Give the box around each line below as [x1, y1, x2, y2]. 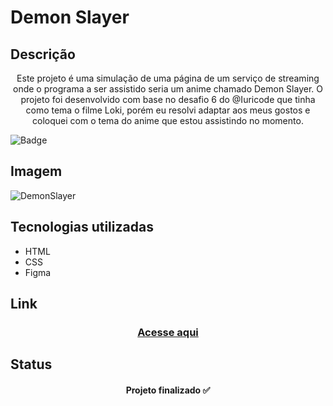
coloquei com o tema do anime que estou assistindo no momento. [32, 115, 304, 126]
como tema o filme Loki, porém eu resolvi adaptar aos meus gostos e [25, 104, 311, 116]
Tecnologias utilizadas [10, 219, 154, 236]
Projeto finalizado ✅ [125, 384, 211, 396]
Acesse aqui [137, 325, 199, 339]
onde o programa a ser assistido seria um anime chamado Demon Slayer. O [13, 83, 323, 95]
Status [10, 356, 53, 373]
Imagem [10, 163, 63, 180]
